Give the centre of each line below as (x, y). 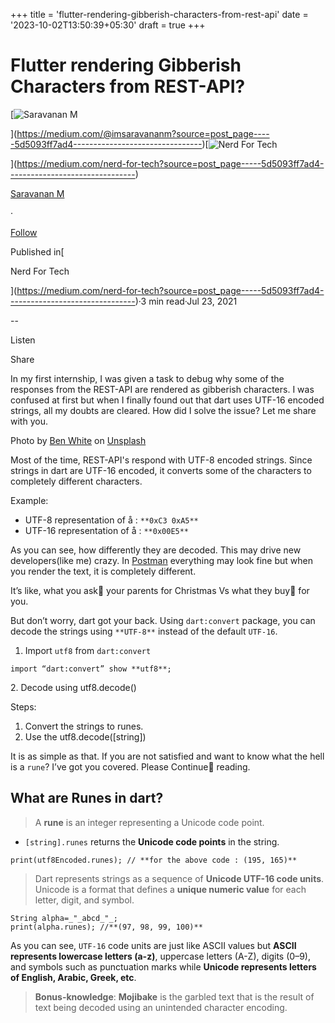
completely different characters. (76, 481)
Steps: (23, 706)
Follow (24, 232)
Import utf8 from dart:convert (88, 650)
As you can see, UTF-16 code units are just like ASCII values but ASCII (153, 945)
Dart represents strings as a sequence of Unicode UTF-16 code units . (179, 878)
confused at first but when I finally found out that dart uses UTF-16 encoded (167, 400)
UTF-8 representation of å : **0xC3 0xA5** (111, 520)
